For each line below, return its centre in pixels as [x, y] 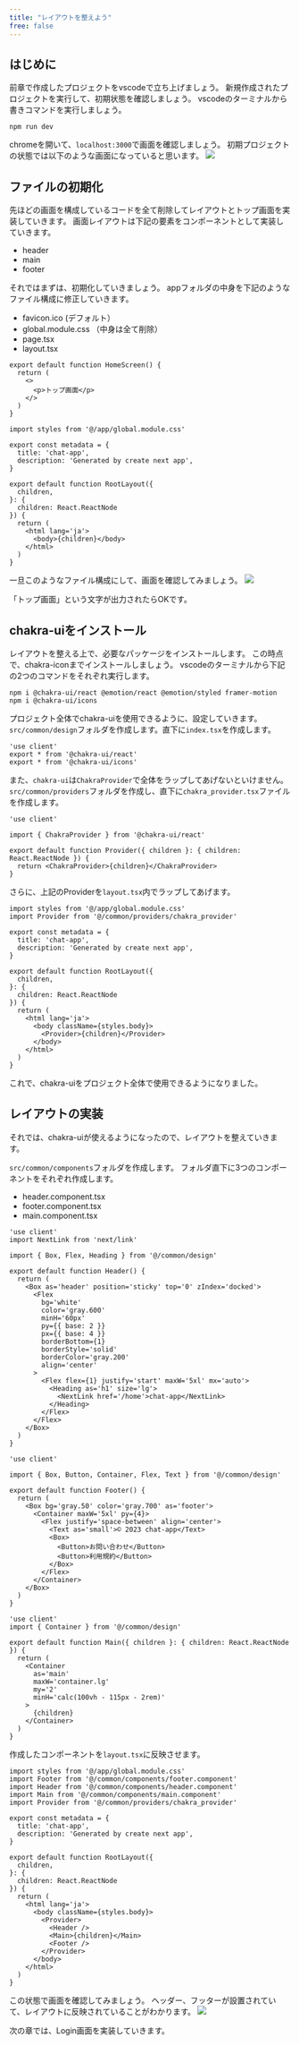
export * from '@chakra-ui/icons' [74, 762]
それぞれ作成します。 [79, 1179]
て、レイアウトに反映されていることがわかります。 [103, 2011]
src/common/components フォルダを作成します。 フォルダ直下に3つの [133, 1167]
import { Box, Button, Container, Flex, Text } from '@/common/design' [145, 1474]
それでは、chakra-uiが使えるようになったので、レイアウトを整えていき [140, 1137]
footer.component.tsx [62, 1206]
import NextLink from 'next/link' [74, 1240]
